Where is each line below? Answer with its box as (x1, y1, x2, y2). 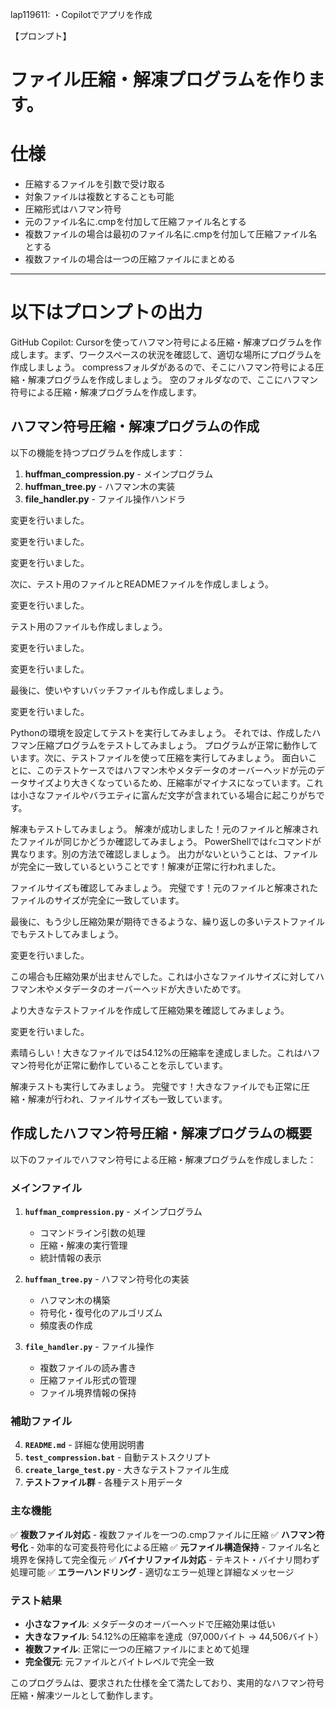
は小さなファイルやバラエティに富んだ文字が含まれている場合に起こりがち (10, 789, 317, 801)
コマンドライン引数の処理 (39, 1226, 146, 1238)
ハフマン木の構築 (39, 1294, 111, 1306)
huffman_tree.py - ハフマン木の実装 (24, 480, 176, 492)
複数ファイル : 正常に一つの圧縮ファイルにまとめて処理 (24, 1643, 250, 1655)
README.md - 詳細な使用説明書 (24, 1439, 145, 1451)
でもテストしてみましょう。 (10, 928, 124, 940)
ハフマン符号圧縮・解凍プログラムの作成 (10, 418, 260, 435)
